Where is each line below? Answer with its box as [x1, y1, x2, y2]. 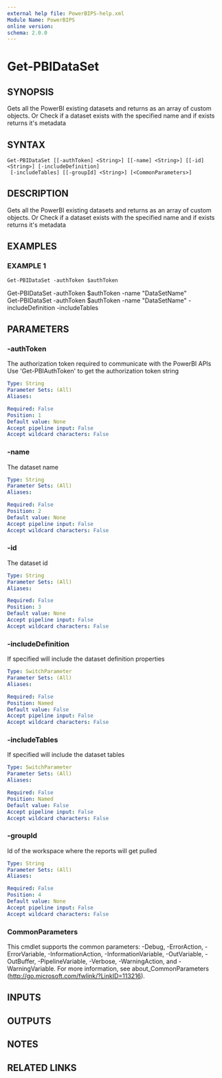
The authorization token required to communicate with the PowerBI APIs [7, 360, 212, 368]
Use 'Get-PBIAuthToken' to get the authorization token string [7, 367, 179, 375]
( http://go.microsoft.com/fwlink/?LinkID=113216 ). [7, 972, 146, 980]
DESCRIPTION [7, 188, 69, 199]
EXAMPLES [7, 241, 57, 252]
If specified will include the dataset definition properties [7, 654, 165, 663]
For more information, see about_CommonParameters [57, 965, 210, 973]
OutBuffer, [7, 957, 36, 966]
